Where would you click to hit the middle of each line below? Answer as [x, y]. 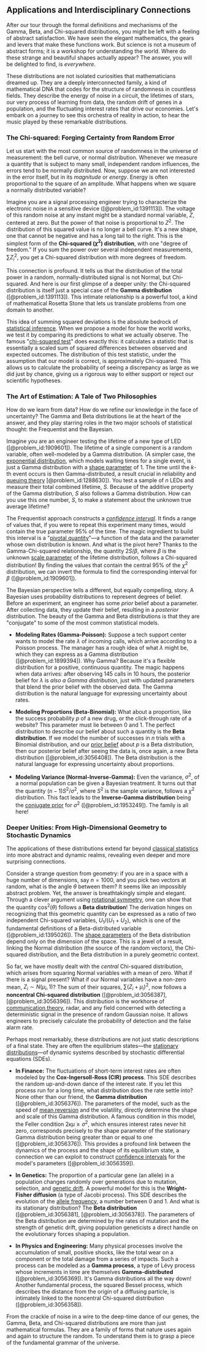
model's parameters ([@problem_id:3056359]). [75, 1163]
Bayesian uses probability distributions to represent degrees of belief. [94, 596]
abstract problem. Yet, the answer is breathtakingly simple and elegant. [96, 893]
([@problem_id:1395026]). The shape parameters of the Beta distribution [98, 935]
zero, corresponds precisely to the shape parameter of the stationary [102, 1130]
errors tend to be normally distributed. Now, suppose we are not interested [101, 171]
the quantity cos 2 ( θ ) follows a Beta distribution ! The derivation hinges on [99, 907]
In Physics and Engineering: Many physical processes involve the [99, 1246]
